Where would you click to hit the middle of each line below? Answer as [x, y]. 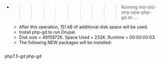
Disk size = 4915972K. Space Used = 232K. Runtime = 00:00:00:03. [87, 37]
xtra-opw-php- [136, 12]
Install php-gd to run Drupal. [47, 32]
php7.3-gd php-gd [23, 56]
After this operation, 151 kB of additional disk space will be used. [83, 27]
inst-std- [147, 7]
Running [129, 7]
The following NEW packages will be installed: [65, 43]
